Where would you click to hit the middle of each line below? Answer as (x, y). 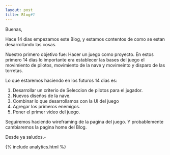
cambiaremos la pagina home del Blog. (46, 127)
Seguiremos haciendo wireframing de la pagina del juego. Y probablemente (84, 121)
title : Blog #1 (20, 15)
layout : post (19, 10)
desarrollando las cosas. (31, 44)
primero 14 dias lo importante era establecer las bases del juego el (75, 59)
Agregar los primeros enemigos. (46, 106)
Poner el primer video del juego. (46, 112)
